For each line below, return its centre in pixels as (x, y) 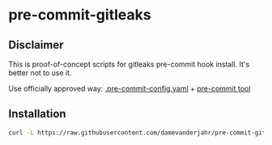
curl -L (21, 132)
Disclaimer (36, 45)
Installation (37, 114)
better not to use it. (40, 73)
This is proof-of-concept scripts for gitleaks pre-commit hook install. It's (129, 64)
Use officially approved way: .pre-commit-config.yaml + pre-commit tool (130, 88)
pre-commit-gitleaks (80, 15)
